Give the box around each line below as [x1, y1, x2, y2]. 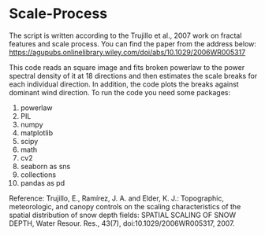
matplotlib [20, 127, 54, 138]
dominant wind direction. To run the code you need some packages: [9, 87, 231, 97]
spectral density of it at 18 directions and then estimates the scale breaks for [9, 71, 258, 80]
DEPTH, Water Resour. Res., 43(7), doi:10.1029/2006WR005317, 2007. [9, 218, 235, 228]
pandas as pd [20, 178, 65, 187]
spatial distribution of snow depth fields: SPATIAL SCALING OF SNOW [9, 210, 236, 219]
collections [20, 170, 57, 179]
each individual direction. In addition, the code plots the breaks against [9, 79, 239, 89]
